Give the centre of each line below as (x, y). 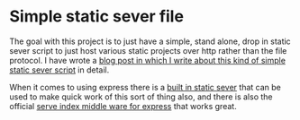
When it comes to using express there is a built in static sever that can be (145, 87)
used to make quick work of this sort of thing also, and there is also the (141, 97)
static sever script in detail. (59, 70)
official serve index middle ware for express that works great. (123, 106)
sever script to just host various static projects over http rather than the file (148, 50)
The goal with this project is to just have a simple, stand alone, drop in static (150, 41)
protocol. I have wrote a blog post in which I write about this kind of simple (148, 60)
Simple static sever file (97, 17)
